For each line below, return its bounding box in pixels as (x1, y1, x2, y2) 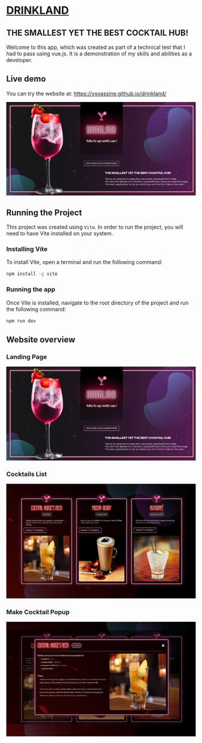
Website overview (6, 334, 76, 344)
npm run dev (6, 318, 36, 324)
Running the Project (6, 207, 82, 218)
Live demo (6, 74, 46, 84)
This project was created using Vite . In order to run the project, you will (6, 224, 183, 231)
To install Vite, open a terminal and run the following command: (6, 259, 163, 266)
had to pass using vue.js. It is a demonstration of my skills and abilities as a (6, 50, 192, 57)
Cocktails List (6, 470, 47, 478)
